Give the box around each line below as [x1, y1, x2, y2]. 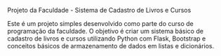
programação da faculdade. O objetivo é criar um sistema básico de [7, 27, 203, 35]
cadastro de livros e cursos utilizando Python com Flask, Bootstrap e [7, 34, 206, 43]
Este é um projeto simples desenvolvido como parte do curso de [7, 20, 194, 27]
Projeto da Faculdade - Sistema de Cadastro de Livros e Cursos [7, 6, 192, 14]
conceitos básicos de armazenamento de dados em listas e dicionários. [7, 42, 215, 50]
